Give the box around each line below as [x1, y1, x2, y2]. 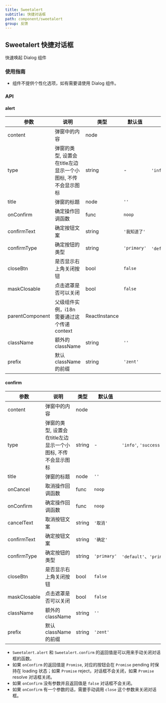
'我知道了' [123, 229, 146, 235]
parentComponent [7, 312, 50, 319]
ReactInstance [85, 312, 119, 319]
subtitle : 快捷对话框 [5, 12, 46, 17]
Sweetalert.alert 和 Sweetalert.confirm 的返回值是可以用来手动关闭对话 [12, 649, 161, 655]
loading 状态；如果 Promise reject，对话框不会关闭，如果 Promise [22, 668, 154, 674]
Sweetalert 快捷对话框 [5, 41, 74, 49]
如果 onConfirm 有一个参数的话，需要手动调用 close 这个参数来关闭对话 [12, 686, 157, 692]
